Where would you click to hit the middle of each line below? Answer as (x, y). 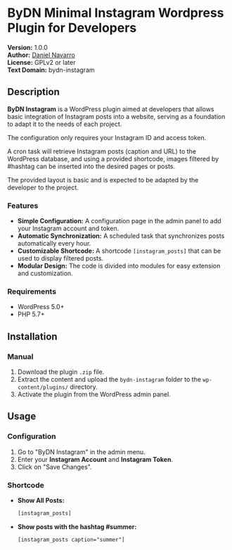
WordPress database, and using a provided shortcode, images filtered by (113, 158)
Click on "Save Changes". (55, 467)
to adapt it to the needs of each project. (65, 124)
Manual (20, 356)
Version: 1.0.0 (27, 47)
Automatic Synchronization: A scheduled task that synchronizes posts (121, 236)
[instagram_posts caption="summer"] (71, 539)
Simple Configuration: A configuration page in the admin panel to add (119, 221)
